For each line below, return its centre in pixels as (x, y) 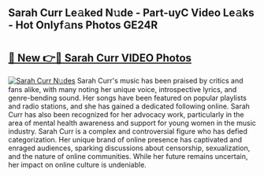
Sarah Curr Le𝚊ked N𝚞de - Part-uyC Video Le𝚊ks (131, 13)
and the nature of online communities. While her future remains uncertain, (128, 156)
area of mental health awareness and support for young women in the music (132, 123)
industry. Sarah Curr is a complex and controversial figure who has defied (128, 131)
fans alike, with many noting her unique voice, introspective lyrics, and (123, 89)
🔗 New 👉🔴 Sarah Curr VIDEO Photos (100, 58)
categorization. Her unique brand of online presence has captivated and (125, 140)
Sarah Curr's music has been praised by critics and (160, 81)
